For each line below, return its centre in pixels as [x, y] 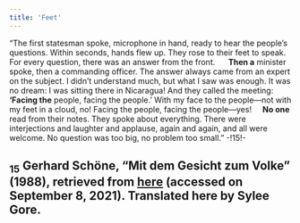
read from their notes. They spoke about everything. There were [128, 119]
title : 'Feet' [36, 17]
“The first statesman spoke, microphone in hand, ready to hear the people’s [149, 43]
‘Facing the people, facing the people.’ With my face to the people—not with [150, 100]
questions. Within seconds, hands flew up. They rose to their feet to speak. [148, 52]
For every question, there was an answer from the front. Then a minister [148, 62]
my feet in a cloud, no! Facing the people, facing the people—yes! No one [150, 109]
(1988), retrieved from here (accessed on [126, 182]
